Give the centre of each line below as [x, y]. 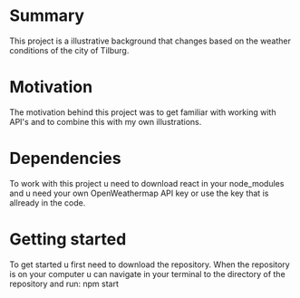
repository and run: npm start [64, 284]
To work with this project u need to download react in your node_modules [147, 183]
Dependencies [65, 159]
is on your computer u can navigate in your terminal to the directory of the [147, 274]
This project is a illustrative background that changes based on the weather [150, 41]
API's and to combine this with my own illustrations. [106, 121]
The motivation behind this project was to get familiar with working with [143, 112]
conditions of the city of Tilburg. [69, 50]
